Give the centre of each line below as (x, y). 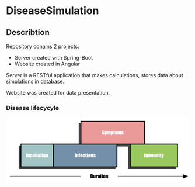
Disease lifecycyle (33, 108)
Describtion (28, 32)
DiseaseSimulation (53, 11)
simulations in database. (35, 81)
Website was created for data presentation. (58, 93)
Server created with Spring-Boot (54, 58)
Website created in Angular (47, 64)
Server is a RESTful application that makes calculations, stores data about (95, 75)
